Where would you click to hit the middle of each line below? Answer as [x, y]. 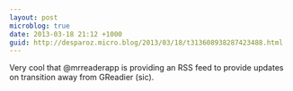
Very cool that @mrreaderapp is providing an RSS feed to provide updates [146, 68]
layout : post [34, 17]
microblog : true [40, 26]
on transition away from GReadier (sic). [82, 78]
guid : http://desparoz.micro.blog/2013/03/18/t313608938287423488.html [146, 42]
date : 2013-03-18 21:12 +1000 [66, 34]
